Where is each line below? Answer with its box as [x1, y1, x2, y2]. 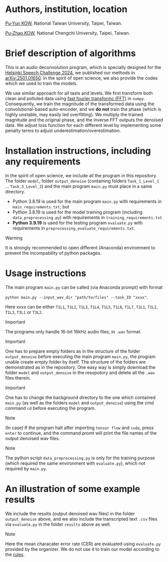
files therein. [5, 375, 31, 381]
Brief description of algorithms [5, 48, 136, 59]
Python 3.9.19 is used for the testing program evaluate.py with [12, 220, 143, 226]
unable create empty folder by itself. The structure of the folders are [5, 359, 146, 365]
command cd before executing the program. [5, 405, 96, 411]
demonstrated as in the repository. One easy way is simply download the [5, 364, 155, 370]
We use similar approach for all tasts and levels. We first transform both [5, 90, 153, 96]
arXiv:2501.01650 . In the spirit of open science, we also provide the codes [5, 75, 158, 81]
